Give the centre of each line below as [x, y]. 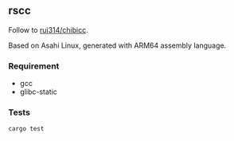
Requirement [34, 66]
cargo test [26, 129]
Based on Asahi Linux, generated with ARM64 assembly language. [117, 45]
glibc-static [39, 92]
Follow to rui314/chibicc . [49, 29]
